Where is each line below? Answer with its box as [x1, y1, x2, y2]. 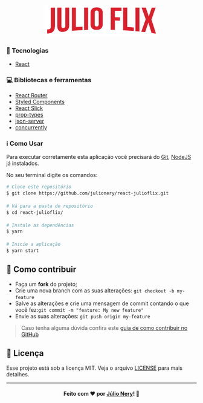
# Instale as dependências [6, 222, 74, 228]
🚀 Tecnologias [6, 47, 49, 55]
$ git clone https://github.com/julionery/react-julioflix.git [6, 190, 169, 196]
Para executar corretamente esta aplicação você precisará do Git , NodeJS [6, 153, 192, 161]
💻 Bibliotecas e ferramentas [6, 76, 92, 84]
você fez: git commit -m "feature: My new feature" [14, 306, 144, 313]
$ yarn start [6, 248, 39, 254]
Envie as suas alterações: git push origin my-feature [14, 312, 150, 320]
